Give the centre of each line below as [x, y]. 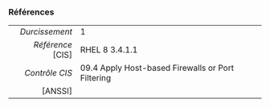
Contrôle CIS [48, 73]
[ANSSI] [57, 91]
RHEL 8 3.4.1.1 [109, 50]
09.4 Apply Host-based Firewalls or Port [157, 68]
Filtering [96, 78]
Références [31, 12]
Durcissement [46, 32]
